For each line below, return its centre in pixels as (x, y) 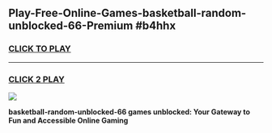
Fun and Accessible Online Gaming (68, 120)
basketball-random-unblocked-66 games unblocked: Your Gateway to (130, 111)
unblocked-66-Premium (71, 26)
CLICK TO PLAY (40, 49)
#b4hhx (155, 26)
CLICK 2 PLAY (36, 79)
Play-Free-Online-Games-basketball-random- (127, 13)
